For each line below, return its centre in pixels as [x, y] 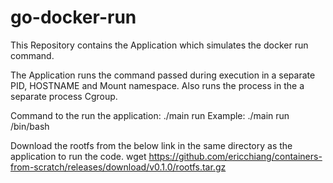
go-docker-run [73, 17]
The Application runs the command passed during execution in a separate [163, 75]
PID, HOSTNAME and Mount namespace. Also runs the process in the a [157, 85]
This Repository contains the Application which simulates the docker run [159, 45]
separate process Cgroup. [64, 96]
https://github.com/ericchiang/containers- [235, 156]
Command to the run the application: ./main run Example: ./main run [150, 115]
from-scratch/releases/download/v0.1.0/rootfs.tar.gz [118, 167]
